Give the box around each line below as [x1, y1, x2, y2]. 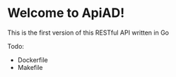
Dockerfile [17, 55, 48, 64]
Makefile [17, 63, 43, 71]
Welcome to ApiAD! [7, 5, 125, 21]
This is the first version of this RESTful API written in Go [7, 28, 170, 37]
